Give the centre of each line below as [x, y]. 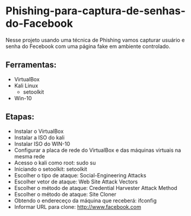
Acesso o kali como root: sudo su [55, 163]
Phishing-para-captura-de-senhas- [96, 11]
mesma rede [29, 156]
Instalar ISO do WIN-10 [42, 144]
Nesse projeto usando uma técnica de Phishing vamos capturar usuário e [95, 40]
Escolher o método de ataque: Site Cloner [65, 194]
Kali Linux [26, 85]
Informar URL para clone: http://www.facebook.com [78, 207]
